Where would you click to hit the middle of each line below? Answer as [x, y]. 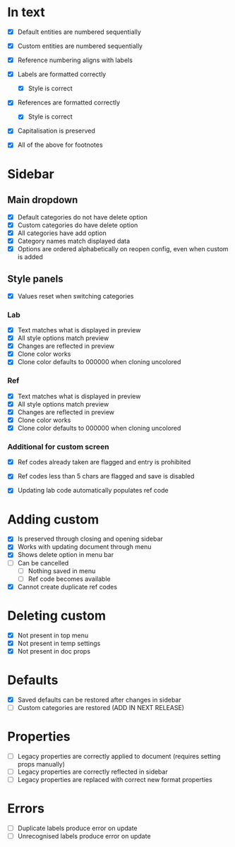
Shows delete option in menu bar [66, 555]
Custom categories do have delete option [78, 225]
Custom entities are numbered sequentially [80, 46]
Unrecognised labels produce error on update [84, 836]
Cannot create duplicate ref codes [67, 587]
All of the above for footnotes [60, 145]
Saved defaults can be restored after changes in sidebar [99, 699]
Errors [26, 809]
